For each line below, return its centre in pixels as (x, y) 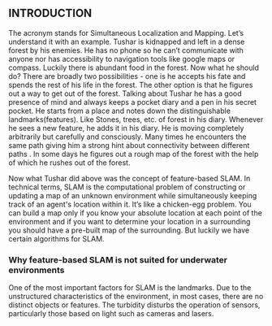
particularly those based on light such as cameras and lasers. (111, 314)
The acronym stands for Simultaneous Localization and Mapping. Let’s (126, 33)
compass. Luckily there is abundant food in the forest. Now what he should (134, 67)
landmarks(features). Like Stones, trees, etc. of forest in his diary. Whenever (136, 119)
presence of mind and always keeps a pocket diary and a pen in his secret (133, 102)
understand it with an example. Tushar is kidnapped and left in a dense (127, 41)
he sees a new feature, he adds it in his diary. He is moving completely (126, 128)
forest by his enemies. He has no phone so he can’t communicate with (126, 50)
